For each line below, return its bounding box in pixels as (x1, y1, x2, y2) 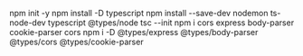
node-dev (9, 17, 47, 28)
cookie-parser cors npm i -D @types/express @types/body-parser (9, 27, 259, 37)
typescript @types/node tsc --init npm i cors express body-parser (48, 17, 295, 28)
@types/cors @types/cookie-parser (9, 36, 144, 47)
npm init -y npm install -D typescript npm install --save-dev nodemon (9, 8, 269, 18)
